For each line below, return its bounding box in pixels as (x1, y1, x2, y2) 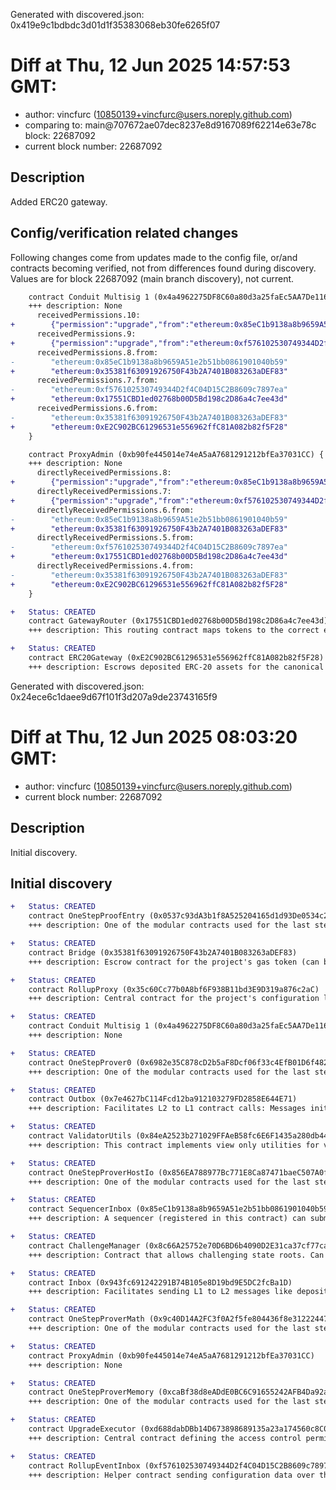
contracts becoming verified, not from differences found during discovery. (10, 262, 317, 274)
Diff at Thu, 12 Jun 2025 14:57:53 (10, 54, 291, 77)
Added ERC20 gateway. (10, 195, 108, 208)
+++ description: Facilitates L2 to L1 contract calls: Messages (28, 1104, 307, 1114)
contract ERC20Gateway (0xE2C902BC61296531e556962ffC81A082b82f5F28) (28, 653, 325, 663)
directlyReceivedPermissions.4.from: (36, 561, 195, 571)
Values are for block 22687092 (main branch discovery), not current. (10, 272, 295, 284)
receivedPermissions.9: (36, 329, 137, 339)
